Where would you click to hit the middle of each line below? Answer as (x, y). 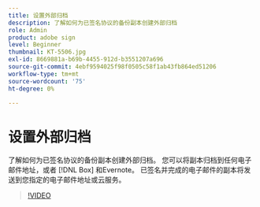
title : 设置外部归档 (38, 15)
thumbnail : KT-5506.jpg (47, 52)
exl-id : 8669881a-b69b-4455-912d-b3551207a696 (86, 60)
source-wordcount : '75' (47, 81)
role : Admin (28, 30)
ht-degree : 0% (32, 89)
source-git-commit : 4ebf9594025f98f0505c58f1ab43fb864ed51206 (112, 67)
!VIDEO (39, 196)
